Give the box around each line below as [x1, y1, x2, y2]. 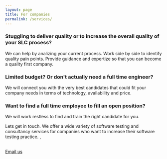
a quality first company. [5, 61, 54, 67]
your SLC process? [5, 39, 52, 46]
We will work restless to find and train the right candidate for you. [5, 114, 140, 120]
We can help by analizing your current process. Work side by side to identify [5, 50, 162, 56]
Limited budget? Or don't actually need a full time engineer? [5, 73, 154, 80]
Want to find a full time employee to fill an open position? [5, 102, 146, 109]
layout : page [5, 7, 32, 12]
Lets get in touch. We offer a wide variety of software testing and [5, 123, 139, 129]
